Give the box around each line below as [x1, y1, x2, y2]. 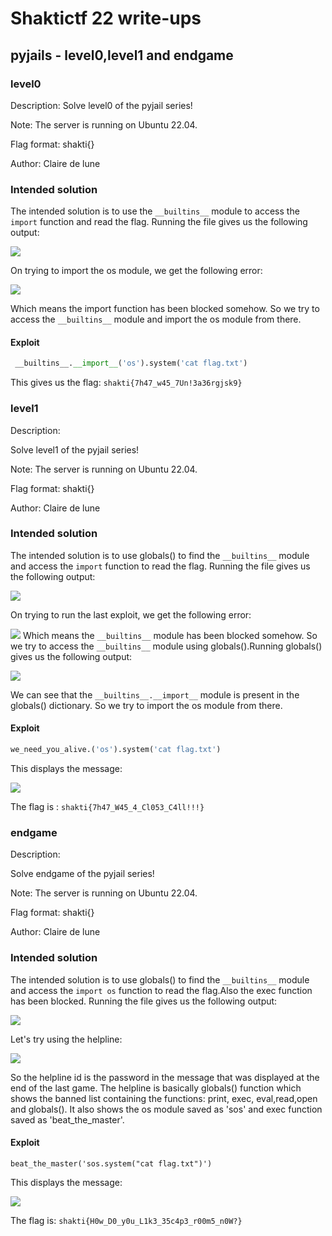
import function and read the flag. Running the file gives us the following [10, 216, 308, 228]
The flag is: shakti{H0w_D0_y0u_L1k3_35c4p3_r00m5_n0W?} [10, 1214, 243, 1226]
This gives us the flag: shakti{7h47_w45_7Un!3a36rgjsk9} [10, 377, 243, 389]
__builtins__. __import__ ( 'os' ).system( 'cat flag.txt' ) [14, 358, 248, 369]
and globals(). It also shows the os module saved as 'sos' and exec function [10, 1103, 323, 1115]
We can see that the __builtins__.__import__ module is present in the [10, 688, 300, 701]
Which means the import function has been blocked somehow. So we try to [10, 303, 320, 315]
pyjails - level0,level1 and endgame [10, 47, 234, 64]
